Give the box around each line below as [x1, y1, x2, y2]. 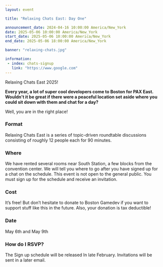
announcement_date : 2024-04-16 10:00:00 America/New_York [5, 25, 126, 30]
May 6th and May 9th [5, 228, 49, 234]
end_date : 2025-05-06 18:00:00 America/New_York [5, 39, 107, 44]
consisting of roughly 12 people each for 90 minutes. [5, 137, 112, 143]
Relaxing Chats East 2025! [5, 79, 58, 85]
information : [5, 57, 32, 61]
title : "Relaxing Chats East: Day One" [5, 16, 87, 21]
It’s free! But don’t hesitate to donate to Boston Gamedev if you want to [5, 200, 149, 206]
